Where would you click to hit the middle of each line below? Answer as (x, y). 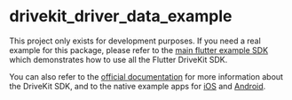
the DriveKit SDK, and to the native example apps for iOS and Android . (138, 86)
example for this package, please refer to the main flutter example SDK (139, 50)
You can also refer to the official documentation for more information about (146, 76)
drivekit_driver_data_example (121, 16)
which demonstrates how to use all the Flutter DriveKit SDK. (118, 59)
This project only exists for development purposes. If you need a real (135, 41)
